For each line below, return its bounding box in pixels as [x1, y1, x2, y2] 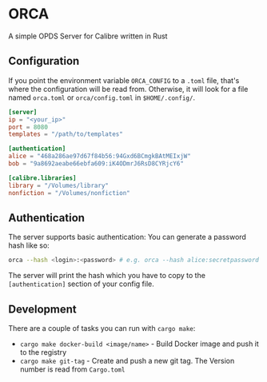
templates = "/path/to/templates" [8, 130, 124, 138]
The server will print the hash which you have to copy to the [8, 271, 206, 281]
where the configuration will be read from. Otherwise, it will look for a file [8, 84, 249, 94]
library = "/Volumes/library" [8, 181, 110, 189]
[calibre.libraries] [8, 173, 78, 182]
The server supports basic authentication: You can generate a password [8, 233, 246, 242]
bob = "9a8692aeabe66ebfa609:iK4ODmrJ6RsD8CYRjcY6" [8, 160, 184, 168]
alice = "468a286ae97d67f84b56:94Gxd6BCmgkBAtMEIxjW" [8, 153, 192, 161]
